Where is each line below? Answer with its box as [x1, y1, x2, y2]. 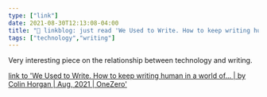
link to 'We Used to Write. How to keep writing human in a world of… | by [8, 71, 246, 80]
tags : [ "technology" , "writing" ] [8, 33, 115, 42]
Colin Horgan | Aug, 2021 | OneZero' [8, 80, 127, 89]
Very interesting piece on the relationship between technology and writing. [8, 56, 253, 65]
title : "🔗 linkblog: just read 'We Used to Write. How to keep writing [8, 26, 250, 34]
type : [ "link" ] [8, 11, 59, 20]
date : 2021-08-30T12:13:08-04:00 [8, 19, 119, 27]
